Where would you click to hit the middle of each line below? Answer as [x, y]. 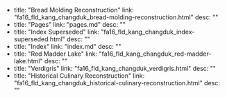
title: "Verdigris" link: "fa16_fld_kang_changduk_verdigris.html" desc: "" [115, 68]
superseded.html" [40, 39]
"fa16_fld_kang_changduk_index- [148, 32]
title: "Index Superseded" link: [56, 32]
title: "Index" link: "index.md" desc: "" [67, 46]
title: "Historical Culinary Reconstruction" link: [79, 76]
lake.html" [28, 61]
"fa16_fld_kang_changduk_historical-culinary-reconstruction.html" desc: [117, 83]
